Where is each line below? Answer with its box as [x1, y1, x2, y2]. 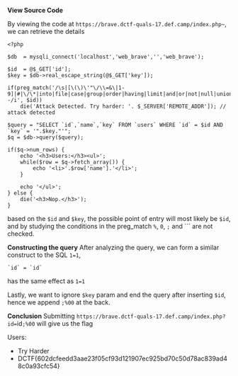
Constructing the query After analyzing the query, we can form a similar [7, 244, 220, 251]
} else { [7, 190, 33, 197]
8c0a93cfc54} [17, 362, 60, 370]
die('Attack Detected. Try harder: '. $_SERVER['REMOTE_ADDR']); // [20, 103, 227, 110]
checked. [7, 229, 35, 238]
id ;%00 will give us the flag [16, 319, 93, 328]
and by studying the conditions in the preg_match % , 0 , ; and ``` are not [7, 222, 213, 230]
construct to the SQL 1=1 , [7, 251, 81, 259]
